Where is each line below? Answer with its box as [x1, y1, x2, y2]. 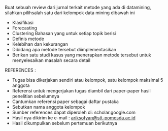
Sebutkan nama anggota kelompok [12, 104, 85, 110]
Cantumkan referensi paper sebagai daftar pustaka [12, 99, 119, 105]
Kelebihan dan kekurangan [12, 41, 68, 47]
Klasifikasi [12, 20, 34, 25]
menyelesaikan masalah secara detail [12, 57, 91, 63]
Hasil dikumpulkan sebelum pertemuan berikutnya [12, 120, 117, 126]
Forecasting [12, 25, 38, 31]
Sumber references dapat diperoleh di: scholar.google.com [12, 109, 136, 115]
